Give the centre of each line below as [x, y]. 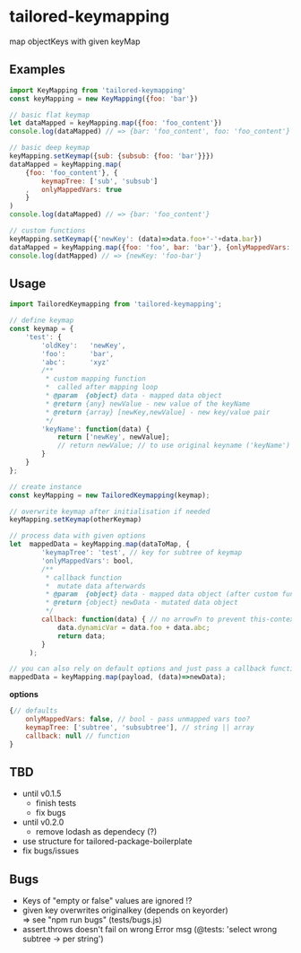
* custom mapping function [95, 379]
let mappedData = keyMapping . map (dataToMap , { [100, 545]
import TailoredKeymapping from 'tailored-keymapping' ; [116, 304]
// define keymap [42, 320]
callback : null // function [77, 736]
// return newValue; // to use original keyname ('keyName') [174, 446]
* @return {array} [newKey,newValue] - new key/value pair [158, 412]
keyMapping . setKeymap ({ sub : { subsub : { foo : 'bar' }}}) [112, 156]
